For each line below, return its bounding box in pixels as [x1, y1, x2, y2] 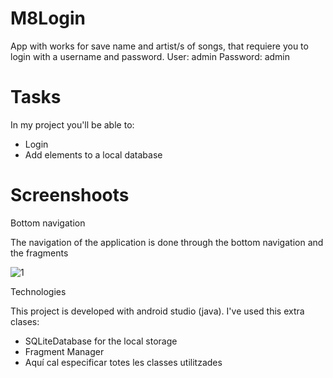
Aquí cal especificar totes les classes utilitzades [24, 356, 223, 368]
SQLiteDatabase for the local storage [24, 335, 178, 347]
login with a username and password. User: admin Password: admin [10, 50, 291, 62]
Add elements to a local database [24, 148, 163, 161]
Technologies [10, 285, 67, 297]
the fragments [10, 247, 69, 259]
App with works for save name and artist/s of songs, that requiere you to [10, 40, 309, 52]
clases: [10, 315, 40, 327]
